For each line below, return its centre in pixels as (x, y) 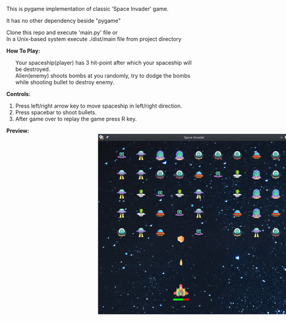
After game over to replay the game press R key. (76, 119)
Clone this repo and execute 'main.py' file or (62, 32)
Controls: (19, 94)
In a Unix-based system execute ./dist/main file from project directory (94, 39)
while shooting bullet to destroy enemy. (65, 82)
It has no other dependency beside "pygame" (64, 20)
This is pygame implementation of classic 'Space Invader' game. (88, 9)
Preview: (18, 131)
